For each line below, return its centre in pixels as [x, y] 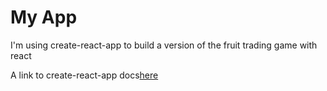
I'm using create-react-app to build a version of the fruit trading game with [164, 45]
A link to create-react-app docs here [84, 75]
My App [44, 17]
